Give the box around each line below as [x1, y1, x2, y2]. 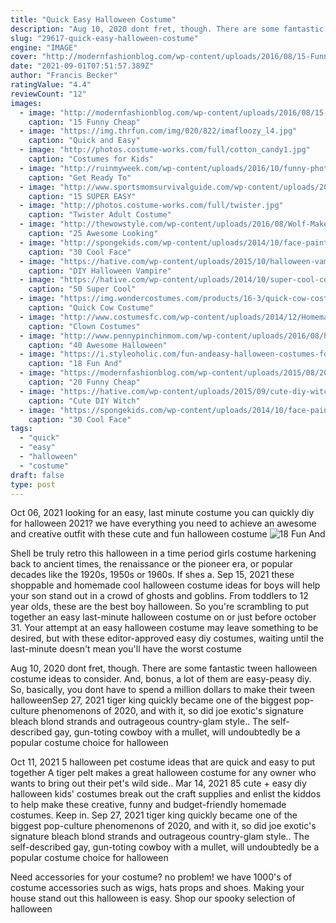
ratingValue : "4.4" [10, 80, 92, 90]
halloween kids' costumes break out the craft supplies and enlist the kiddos [10, 788, 322, 800]
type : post [10, 479, 56, 490]
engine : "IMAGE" [10, 42, 78, 53]
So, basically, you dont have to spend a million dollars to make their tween [10, 684, 316, 696]
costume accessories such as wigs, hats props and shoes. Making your [10, 882, 305, 894]
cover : [10, 52, 38, 62]
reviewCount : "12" [10, 89, 87, 99]
